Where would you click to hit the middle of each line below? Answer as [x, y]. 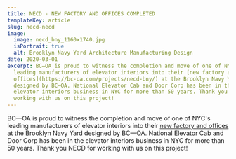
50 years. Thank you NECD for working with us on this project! [98, 148]
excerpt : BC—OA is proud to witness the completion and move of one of [114, 66]
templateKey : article [39, 20]
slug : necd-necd [31, 27]
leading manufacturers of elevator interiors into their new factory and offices [118, 126]
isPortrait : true [39, 46]
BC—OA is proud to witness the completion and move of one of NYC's [109, 118]
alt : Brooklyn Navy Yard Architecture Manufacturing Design [103, 53]
